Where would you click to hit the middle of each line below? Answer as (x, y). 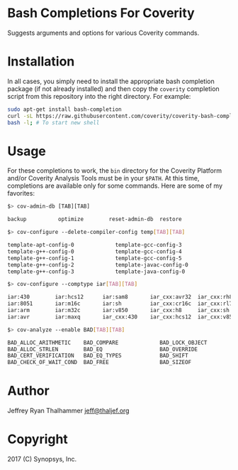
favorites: (21, 193)
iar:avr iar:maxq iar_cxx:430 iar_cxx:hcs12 (100, 317)
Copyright (38, 439)
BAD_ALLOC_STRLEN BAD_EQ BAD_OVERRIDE (103, 349)
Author (28, 391)
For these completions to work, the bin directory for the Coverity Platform (115, 171)
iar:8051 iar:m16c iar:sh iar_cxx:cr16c (100, 304)
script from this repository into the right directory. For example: (99, 96)
